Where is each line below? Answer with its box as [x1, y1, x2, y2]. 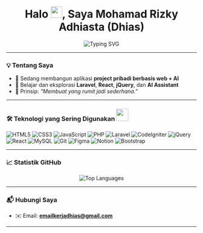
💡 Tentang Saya [6, 61, 53, 69]
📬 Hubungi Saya [6, 195, 57, 204]
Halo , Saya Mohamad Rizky [25, 7, 178, 21]
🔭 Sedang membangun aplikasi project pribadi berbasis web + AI [14, 75, 179, 82]
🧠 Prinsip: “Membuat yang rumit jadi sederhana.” [14, 88, 138, 95]
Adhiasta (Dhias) [58, 20, 145, 34]
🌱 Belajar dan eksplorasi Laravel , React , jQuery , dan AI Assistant [14, 81, 179, 89]
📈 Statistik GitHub [6, 158, 62, 167]
